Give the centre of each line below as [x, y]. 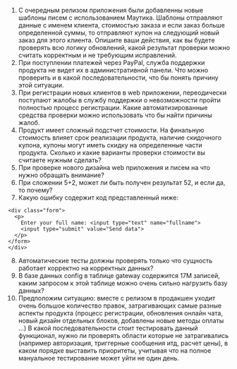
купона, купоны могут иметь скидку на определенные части [110, 145]
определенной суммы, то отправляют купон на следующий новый [119, 32]
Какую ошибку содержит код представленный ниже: [98, 198]
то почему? [35, 190]
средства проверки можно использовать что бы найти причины [115, 115]
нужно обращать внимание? [61, 175]
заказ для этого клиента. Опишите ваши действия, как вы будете [116, 40]
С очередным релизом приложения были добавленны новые [111, 10]
